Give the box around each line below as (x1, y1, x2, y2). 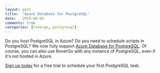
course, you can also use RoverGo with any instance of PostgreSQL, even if (5, 49, 156, 54)
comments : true (5, 20, 36, 25)
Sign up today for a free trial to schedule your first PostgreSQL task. (5, 63, 140, 69)
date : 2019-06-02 (5, 16, 44, 21)
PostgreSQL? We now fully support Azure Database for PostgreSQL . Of (5, 43, 146, 49)
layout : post (5, 7, 31, 12)
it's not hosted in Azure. (5, 53, 53, 59)
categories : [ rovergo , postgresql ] (5, 25, 77, 30)
